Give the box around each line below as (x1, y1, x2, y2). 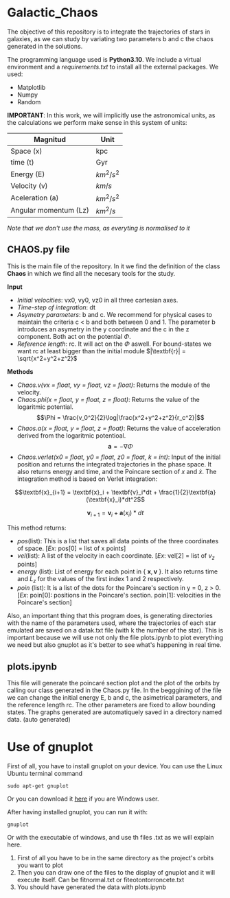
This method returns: (7, 523, 67, 532)
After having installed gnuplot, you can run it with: (7, 807, 148, 816)
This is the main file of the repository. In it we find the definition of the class (7, 262, 221, 270)
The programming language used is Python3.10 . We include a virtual (7, 55, 202, 63)
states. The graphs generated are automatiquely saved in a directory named (7, 708, 222, 716)
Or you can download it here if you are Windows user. (7, 794, 159, 803)
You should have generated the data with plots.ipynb (16, 883, 167, 891)
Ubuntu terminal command (7, 769, 83, 777)
